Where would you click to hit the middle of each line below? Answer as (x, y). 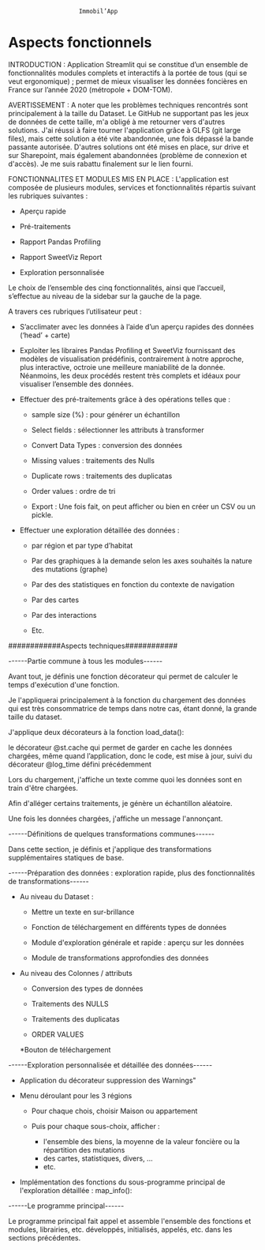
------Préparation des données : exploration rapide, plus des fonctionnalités (132, 872)
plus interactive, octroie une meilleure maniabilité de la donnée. (122, 367)
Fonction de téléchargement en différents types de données (129, 927)
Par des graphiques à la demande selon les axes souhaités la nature (142, 560)
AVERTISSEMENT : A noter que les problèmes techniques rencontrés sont (128, 105)
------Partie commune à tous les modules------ (86, 661)
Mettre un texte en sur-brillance (83, 912)
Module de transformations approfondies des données (120, 958)
